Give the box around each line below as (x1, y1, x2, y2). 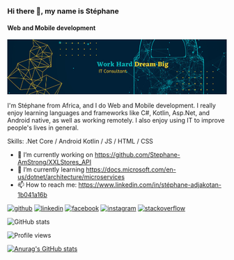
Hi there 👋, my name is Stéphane (7, 6, 120, 16)
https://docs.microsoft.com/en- (86, 165, 176, 174)
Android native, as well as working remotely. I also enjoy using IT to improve (7, 116, 225, 125)
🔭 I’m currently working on (17, 151, 93, 159)
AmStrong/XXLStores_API (17, 158, 92, 167)
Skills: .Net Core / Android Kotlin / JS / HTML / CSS (7, 137, 153, 146)
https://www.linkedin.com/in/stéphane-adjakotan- (78, 181, 221, 189)
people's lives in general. (7, 123, 79, 132)
